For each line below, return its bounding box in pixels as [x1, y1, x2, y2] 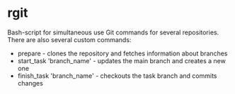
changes [17, 79, 44, 87]
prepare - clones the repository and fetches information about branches [17, 49, 228, 58]
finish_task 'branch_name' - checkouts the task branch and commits [17, 72, 217, 80]
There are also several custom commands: [7, 35, 132, 43]
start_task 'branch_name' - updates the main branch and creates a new [17, 56, 227, 65]
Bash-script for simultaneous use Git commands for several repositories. [7, 28, 219, 36]
